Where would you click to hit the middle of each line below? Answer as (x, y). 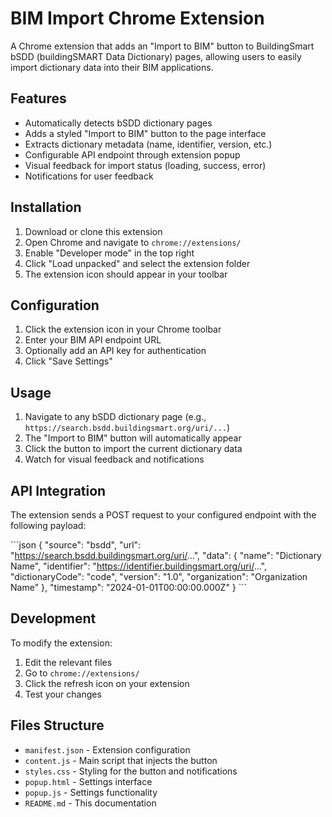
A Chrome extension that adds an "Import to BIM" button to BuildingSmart (162, 46)
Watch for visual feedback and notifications (114, 459)
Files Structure (57, 725)
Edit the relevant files (68, 662)
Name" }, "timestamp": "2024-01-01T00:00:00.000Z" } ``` (129, 587)
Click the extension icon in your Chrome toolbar (123, 329)
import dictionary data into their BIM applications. (112, 67)
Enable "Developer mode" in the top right (109, 253)
